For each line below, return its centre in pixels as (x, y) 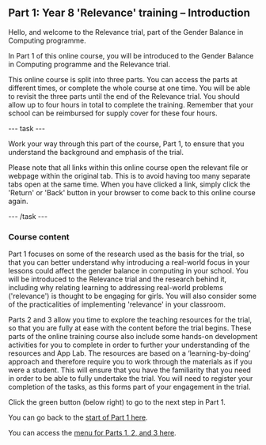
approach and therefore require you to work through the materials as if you (130, 362)
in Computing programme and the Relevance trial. (89, 64)
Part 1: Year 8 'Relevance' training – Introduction (129, 13)
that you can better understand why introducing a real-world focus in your (129, 262)
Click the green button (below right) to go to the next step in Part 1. (117, 402)
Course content (39, 236)
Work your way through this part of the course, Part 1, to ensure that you (126, 143)
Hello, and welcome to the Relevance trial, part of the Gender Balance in (126, 32)
